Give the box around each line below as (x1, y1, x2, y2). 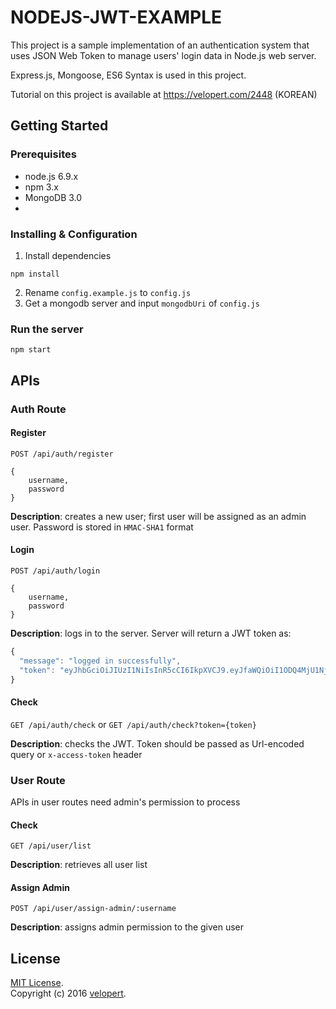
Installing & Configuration (10, 227, 138, 241)
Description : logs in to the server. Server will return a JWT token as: (10, 627, 292, 639)
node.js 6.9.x (24, 170, 79, 182)
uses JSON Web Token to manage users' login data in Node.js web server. (10, 49, 317, 61)
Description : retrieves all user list (10, 859, 148, 871)
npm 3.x (24, 181, 59, 193)
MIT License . (10, 977, 64, 989)
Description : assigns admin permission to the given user (10, 921, 245, 933)
